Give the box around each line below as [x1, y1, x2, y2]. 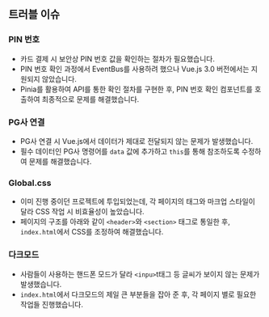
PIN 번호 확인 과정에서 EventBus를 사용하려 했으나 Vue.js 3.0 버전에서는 [19, 64, 250, 74]
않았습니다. [41, 74, 77, 83]
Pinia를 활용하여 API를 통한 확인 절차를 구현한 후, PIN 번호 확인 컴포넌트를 [19, 84, 253, 94]
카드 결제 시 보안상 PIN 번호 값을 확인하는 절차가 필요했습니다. [19, 53, 216, 63]
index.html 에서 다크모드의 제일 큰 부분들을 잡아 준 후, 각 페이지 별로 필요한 [19, 290, 257, 299]
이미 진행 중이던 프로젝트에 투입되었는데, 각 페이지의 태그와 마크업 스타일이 [19, 197, 256, 206]
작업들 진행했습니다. [19, 299, 83, 309]
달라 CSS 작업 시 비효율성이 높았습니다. [19, 207, 145, 217]
